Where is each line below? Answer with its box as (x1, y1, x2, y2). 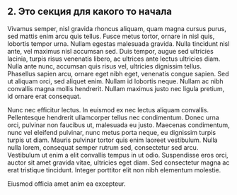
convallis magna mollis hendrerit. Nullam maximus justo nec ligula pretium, (7, 84, 225, 93)
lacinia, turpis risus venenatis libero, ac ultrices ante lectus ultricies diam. (7, 54, 221, 63)
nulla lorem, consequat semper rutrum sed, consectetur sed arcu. (7, 143, 199, 151)
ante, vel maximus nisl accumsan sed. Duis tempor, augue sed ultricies (7, 47, 214, 55)
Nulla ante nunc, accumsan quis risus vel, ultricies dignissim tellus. (7, 61, 202, 70)
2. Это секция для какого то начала (7, 6, 172, 18)
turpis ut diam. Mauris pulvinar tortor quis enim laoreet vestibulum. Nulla (7, 136, 218, 144)
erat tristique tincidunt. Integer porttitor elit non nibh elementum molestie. (7, 165, 221, 174)
